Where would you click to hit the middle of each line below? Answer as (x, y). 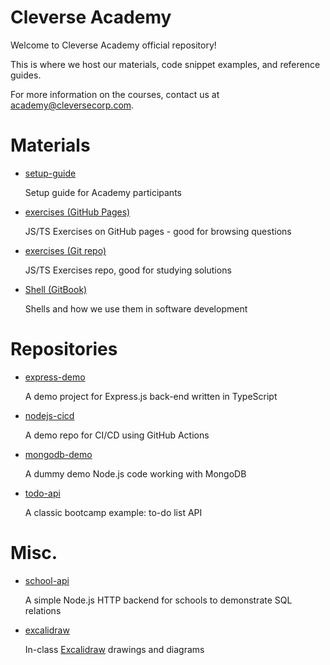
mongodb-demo (58, 454)
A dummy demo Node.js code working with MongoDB (135, 473)
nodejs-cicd (49, 415)
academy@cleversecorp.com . (72, 105)
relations (43, 610)
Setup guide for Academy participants (103, 192)
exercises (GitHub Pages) (77, 212)
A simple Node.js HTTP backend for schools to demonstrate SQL (158, 600)
